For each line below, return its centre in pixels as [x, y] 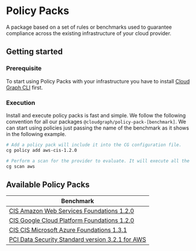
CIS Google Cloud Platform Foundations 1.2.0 [72, 221]
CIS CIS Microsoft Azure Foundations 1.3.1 [68, 230]
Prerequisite [24, 69]
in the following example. [36, 134]
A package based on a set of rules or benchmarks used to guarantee [89, 27]
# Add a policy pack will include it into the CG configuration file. [94, 145]
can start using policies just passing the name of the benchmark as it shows [97, 128]
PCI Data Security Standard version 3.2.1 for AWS [78, 240]
